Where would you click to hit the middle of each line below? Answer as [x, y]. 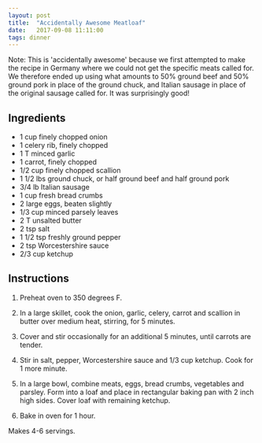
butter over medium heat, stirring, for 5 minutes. [97, 321]
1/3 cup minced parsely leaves [69, 212]
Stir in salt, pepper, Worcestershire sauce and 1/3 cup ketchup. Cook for [137, 360]
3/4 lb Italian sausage [55, 187]
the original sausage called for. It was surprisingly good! [99, 93]
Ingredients [37, 118]
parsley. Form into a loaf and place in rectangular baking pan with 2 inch [137, 392]
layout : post [30, 15]
